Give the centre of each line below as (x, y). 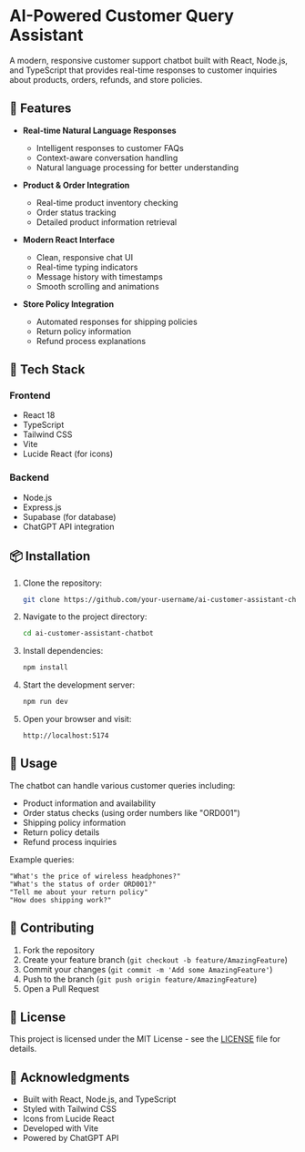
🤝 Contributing (52, 928)
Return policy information (84, 331)
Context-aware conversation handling (107, 158)
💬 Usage (33, 764)
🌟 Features (41, 109)
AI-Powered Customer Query (122, 16)
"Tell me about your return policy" (79, 892)
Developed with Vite (60, 1128)
